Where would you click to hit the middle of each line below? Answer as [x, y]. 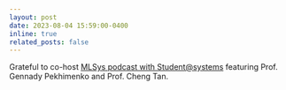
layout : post [33, 17]
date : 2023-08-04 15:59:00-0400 [69, 26]
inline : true [33, 34]
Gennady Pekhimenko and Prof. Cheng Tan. [89, 77]
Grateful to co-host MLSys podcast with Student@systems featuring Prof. [143, 67]
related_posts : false [49, 42]
